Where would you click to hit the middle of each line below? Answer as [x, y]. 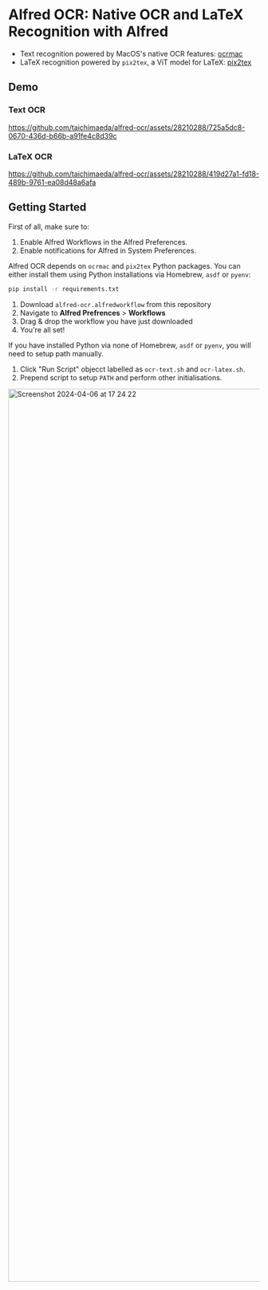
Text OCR [27, 110]
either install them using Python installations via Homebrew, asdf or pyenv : [130, 274]
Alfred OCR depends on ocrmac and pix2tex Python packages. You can [124, 265]
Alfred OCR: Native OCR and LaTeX [126, 15]
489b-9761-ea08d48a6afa [52, 182]
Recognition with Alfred [89, 31]
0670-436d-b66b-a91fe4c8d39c [63, 136]
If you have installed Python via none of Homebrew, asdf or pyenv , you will [130, 345]
